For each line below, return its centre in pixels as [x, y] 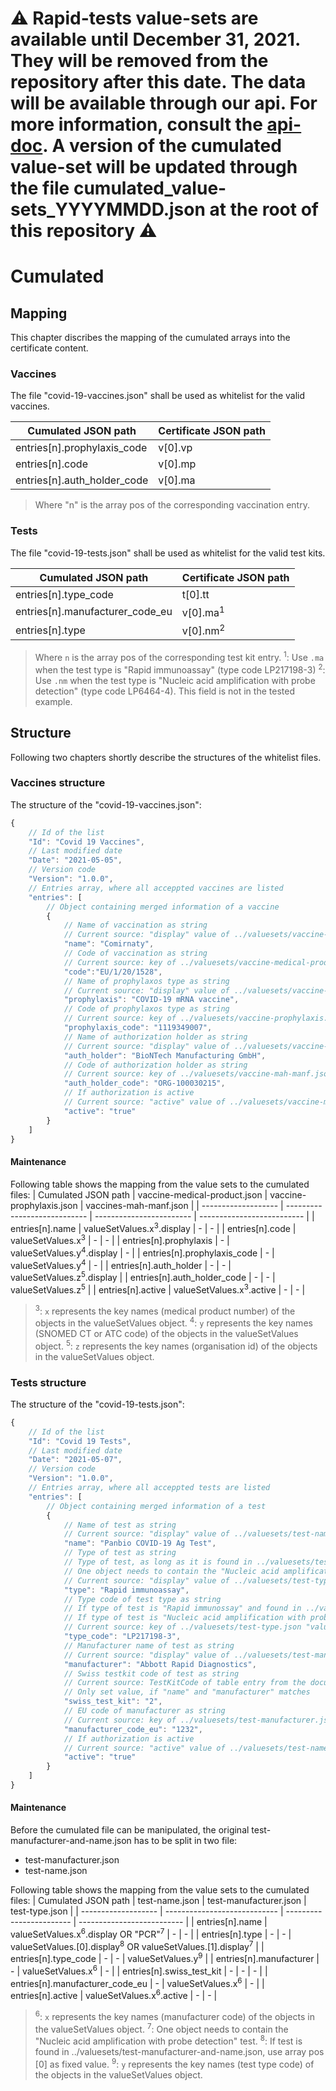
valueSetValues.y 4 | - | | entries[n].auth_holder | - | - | [121, 1264]
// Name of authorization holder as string [155, 1037]
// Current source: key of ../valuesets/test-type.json [182, 1627]
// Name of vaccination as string [135, 925]
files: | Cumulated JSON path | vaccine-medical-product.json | [139, 1194]
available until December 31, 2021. [155, 39]
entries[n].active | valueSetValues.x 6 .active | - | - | [114, 1995]
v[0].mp [177, 464]
